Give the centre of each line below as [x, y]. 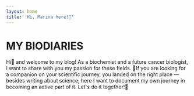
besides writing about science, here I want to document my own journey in [96, 81]
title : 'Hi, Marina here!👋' [40, 17]
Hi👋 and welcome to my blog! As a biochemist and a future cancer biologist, [97, 62]
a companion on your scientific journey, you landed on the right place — [93, 74]
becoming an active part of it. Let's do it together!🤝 [67, 87]
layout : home [22, 11]
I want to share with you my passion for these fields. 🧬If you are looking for [96, 68]
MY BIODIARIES [45, 46]
